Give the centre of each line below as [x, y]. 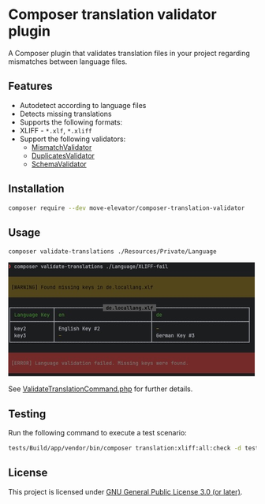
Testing [27, 414]
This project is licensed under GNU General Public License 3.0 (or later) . [125, 491]
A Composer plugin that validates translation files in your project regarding [129, 53]
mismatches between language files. [68, 62]
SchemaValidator [59, 164]
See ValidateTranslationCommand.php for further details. [101, 389]
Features [30, 86]
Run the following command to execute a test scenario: [97, 432]
